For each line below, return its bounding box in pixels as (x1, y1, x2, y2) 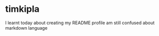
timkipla (5, 3, 40, 15)
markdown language (5, 25, 48, 31)
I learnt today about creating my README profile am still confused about (5, 20, 155, 26)
